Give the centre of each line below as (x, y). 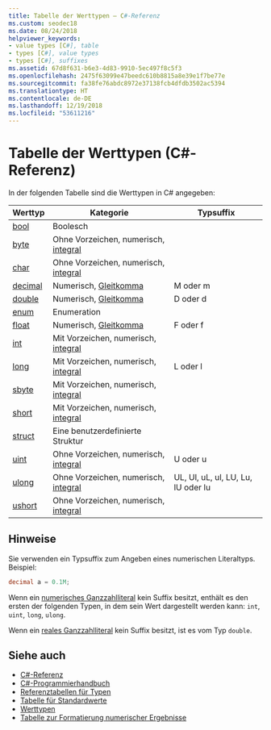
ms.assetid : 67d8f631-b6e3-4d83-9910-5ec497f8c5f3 (95, 69)
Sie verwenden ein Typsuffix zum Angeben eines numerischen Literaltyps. (132, 558)
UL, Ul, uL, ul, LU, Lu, (213, 477)
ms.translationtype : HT (48, 91)
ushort (25, 505)
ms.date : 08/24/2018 (43, 31)
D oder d (190, 298)
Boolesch (70, 226)
